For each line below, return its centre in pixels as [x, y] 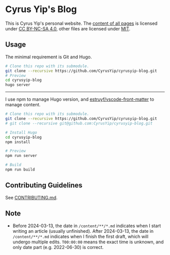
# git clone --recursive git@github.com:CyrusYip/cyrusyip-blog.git [79, 123]
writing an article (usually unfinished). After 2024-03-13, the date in [83, 231]
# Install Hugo [21, 133]
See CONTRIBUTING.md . [31, 197]
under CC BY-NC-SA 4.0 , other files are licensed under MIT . [68, 28]
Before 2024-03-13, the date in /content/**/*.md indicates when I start [87, 226]
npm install [18, 142]
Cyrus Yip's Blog [41, 9]
